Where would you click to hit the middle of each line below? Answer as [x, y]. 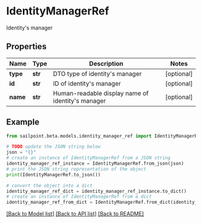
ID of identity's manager [87, 84]
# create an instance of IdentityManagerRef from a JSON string [88, 158]
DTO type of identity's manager [98, 73]
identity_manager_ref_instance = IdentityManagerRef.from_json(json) [95, 163]
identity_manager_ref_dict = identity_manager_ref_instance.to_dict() [96, 191]
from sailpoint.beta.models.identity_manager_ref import [79, 136]
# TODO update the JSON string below [54, 147]
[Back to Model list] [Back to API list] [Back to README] [75, 214]
